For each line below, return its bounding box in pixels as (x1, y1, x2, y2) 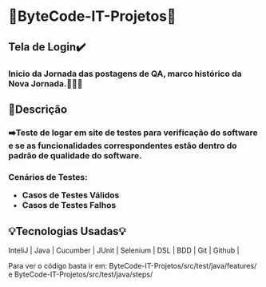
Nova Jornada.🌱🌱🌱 (8, 78, 83, 89)
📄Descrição (8, 102, 68, 116)
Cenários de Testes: (8, 171, 88, 182)
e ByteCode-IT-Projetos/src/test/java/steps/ (8, 269, 153, 279)
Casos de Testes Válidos (22, 189, 120, 201)
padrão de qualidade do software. (8, 149, 142, 161)
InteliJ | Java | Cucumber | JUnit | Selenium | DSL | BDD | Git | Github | (8, 245, 240, 255)
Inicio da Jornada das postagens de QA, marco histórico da (8, 68, 242, 79)
